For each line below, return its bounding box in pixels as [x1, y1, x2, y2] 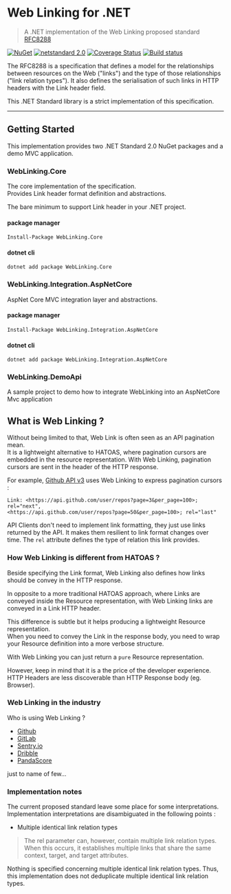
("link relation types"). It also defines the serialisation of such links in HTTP [7, 76, 219, 84]
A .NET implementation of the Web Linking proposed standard [23, 28, 200, 36]
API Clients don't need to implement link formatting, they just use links [7, 521, 206, 529]
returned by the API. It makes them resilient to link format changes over [7, 528, 209, 537]
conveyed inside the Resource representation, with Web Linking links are [7, 597, 213, 605]
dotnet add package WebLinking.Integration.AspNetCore [7, 357, 168, 364]
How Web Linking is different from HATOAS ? [7, 553, 160, 563]
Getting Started [7, 123, 75, 135]
